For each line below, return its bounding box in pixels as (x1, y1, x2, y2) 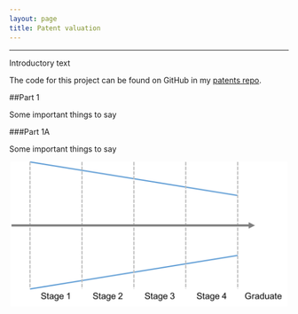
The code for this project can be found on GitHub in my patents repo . (9, 75, 262, 85)
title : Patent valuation (9, 23, 101, 33)
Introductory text (9, 58, 71, 68)
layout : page (9, 14, 58, 23)
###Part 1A (9, 126, 51, 137)
